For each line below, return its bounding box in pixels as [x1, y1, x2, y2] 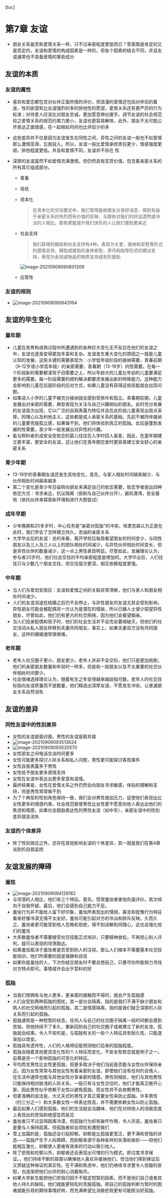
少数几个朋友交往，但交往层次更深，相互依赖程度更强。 [26, 560, 140, 566]
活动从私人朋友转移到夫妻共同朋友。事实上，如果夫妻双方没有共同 [17, 624, 153, 630]
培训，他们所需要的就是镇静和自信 [17, 953, 88, 959]
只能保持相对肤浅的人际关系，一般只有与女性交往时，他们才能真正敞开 [12, 1080, 158, 1086]
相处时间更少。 [17, 670, 48, 676]
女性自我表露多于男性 [12, 763, 57, 769]
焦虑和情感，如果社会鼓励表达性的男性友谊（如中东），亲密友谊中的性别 [12, 807, 160, 813]
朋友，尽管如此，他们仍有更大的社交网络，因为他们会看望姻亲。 [12, 612, 144, 618]
